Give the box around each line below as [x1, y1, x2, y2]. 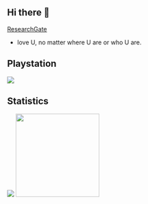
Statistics [7, 96, 49, 107]
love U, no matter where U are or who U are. [16, 38, 142, 46]
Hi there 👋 [7, 7, 50, 18]
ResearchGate [7, 25, 47, 33]
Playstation [7, 58, 57, 70]
